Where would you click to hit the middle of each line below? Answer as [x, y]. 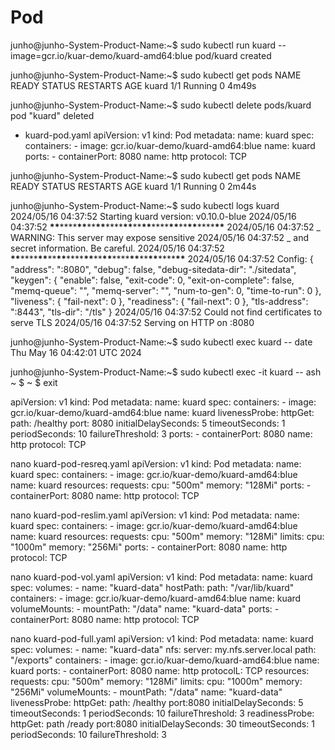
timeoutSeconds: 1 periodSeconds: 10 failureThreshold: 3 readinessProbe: [162, 713]
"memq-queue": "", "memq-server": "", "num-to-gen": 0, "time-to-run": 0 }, [166, 290]
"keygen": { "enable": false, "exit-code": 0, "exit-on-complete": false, [152, 280]
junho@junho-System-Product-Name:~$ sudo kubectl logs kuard [145, 205]
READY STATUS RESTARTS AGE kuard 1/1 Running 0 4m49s [133, 85]
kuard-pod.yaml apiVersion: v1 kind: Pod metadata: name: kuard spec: [169, 135]
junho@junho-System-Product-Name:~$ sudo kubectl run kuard [143, 45]
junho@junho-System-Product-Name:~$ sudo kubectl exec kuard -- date [161, 342]
